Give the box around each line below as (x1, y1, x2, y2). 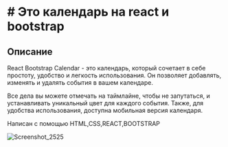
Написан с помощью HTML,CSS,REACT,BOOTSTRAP (7, 120, 160, 127)
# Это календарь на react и (7, 4, 170, 20)
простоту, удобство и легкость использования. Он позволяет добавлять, (7, 71, 222, 79)
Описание (7, 46, 53, 57)
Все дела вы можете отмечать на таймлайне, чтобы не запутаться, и (7, 92, 211, 100)
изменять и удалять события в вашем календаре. (7, 79, 153, 86)
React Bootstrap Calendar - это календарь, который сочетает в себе (7, 64, 206, 72)
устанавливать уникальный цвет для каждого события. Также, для (7, 99, 204, 107)
